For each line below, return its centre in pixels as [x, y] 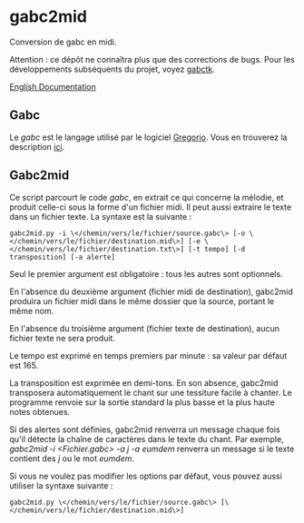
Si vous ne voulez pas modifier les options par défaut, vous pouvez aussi [146, 476]
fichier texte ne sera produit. [63, 338]
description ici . [37, 146]
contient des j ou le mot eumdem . [72, 458]
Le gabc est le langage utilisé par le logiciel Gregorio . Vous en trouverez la [148, 137]
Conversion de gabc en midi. [63, 42]
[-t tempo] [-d [216, 249]
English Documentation [53, 86]
